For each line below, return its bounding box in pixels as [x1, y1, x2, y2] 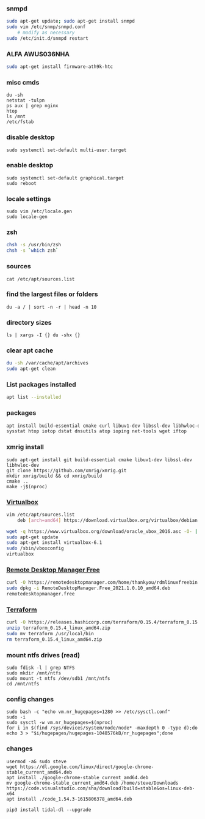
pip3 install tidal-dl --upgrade [6, 807, 92, 813]
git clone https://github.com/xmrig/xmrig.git [6, 467, 127, 474]
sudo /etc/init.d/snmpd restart [6, 35, 88, 41]
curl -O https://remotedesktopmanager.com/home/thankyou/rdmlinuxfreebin [6, 579, 198, 586]
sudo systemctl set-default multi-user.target [6, 147, 127, 153]
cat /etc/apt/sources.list [6, 276, 75, 282]
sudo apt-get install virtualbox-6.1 [6, 540, 103, 546]
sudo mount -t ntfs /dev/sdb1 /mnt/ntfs [6, 676, 111, 682]
